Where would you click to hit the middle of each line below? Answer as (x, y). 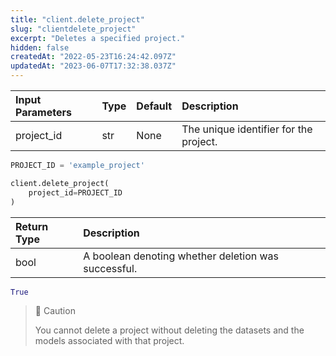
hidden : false (40, 47)
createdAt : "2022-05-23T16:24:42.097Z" (93, 57)
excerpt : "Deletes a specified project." (98, 38)
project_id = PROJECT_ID (75, 192)
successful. (110, 268)
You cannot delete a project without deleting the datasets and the (169, 330)
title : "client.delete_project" (77, 19)
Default (154, 106)
